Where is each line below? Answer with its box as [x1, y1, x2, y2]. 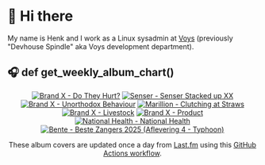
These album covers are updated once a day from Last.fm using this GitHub [8, 140, 257, 149]
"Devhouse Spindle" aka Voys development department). [7, 41, 194, 51]
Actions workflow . [103, 148, 162, 158]
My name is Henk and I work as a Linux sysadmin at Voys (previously [7, 33, 233, 43]
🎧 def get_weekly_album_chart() [7, 66, 175, 79]
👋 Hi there [7, 7, 73, 25]
